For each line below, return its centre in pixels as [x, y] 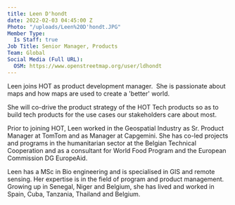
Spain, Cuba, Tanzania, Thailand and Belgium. [74, 194]
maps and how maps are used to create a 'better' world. [89, 93]
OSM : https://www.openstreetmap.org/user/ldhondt [88, 66]
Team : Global [26, 53]
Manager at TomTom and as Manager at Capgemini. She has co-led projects [118, 135]
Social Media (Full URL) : [45, 60]
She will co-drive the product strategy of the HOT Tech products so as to [113, 107]
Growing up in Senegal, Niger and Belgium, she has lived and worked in [111, 186]
